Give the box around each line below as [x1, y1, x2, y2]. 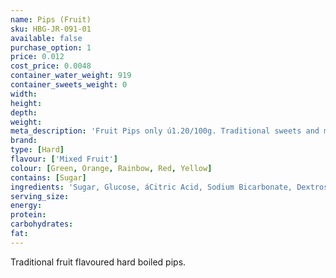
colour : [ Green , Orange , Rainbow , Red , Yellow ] [10, 163, 213, 173]
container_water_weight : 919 [10, 71, 132, 81]
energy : [10, 201, 43, 211]
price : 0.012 [10, 52, 65, 62]
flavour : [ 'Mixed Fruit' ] [10, 154, 118, 164]
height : [10, 98, 43, 108]
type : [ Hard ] [10, 145, 65, 155]
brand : [10, 136, 38, 146]
